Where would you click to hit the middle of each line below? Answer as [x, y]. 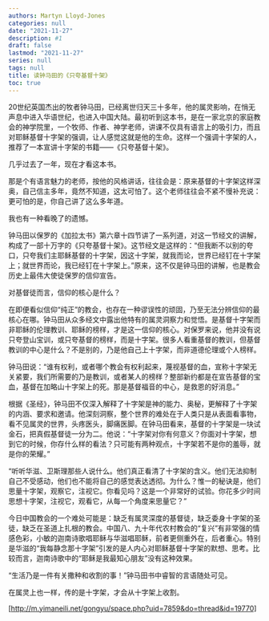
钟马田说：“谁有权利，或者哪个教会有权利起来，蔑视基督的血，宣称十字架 [129, 367]
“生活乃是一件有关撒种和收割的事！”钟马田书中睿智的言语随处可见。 [120, 575]
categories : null [37, 23]
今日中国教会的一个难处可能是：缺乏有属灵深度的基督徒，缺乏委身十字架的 [131, 517]
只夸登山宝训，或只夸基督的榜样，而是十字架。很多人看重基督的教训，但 [127, 339]
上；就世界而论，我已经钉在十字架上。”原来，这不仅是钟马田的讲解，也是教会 [134, 265]
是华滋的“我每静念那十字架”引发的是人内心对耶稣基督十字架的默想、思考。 [131, 548]
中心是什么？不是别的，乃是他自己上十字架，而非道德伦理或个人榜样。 [145, 349]
